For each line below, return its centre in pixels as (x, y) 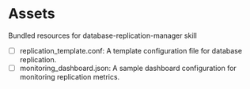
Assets (32, 14)
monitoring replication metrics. (70, 77)
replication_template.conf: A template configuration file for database (131, 50)
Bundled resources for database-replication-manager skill (103, 35)
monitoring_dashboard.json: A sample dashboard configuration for (128, 68)
